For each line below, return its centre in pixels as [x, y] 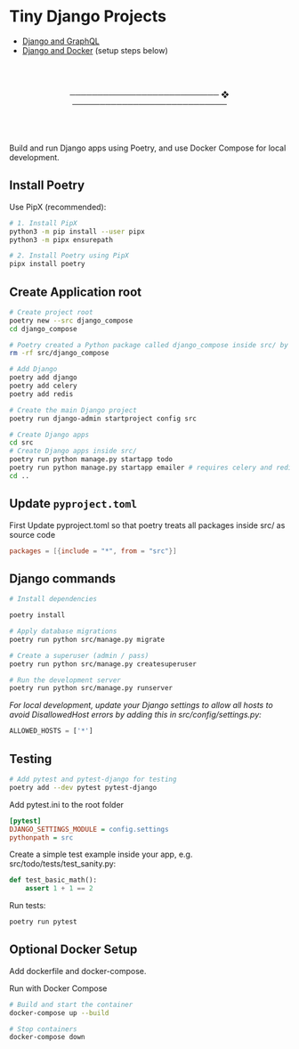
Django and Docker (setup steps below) [95, 50]
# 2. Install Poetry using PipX [69, 256]
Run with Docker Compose [58, 988]
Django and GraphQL [61, 41]
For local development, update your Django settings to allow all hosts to [141, 705]
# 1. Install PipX [43, 223]
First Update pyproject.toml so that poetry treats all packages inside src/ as [147, 525]
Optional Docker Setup [73, 950]
